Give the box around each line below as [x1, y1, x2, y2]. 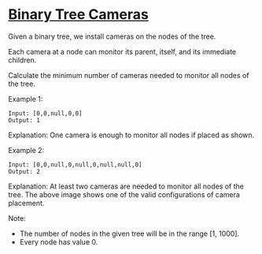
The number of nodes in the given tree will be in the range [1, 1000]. [19, 229, 240, 238]
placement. [8, 198, 45, 207]
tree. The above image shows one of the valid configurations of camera [8, 189, 240, 199]
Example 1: [8, 94, 43, 103]
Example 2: [8, 145, 45, 155]
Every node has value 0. [19, 237, 98, 246]
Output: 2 [8, 167, 41, 175]
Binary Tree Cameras [8, 6, 149, 24]
